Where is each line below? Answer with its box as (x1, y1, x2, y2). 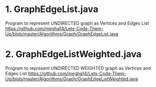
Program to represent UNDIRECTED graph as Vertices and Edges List (5, 20, 149, 26)
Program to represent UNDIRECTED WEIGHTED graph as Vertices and (5, 65, 151, 71)
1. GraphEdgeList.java (5, 4, 98, 15)
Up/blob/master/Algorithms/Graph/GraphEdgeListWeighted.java (5, 75, 138, 81)
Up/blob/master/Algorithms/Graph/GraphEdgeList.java (5, 31, 119, 37)
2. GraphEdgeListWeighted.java (5, 49, 142, 60)
